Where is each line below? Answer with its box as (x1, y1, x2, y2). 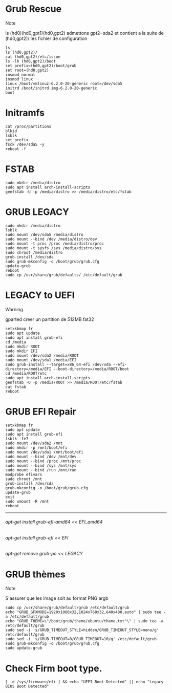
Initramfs (5, 107, 45, 119)
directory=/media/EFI (5, 366, 52, 372)
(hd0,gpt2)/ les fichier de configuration (5, 35, 88, 41)
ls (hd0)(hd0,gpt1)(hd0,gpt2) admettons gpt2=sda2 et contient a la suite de (5, 30, 164, 36)
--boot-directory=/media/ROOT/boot (53, 366, 130, 372)
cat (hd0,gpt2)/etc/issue (5, 54, 60, 59)
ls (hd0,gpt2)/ (5, 50, 38, 55)
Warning (5, 306, 23, 312)
